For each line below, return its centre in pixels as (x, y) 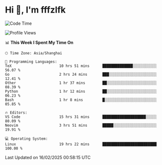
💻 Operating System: (27, 139)
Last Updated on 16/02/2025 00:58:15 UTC (48, 157)
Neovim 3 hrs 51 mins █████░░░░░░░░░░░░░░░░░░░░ (81, 125)
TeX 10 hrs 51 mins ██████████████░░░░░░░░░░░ (81, 66)
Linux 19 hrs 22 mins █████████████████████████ (81, 144)
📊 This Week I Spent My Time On (39, 42)
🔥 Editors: (16, 113)
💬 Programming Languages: (31, 62)
